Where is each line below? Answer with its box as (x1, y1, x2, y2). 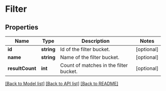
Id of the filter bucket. (60, 46, 110, 53)
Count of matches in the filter (60, 62, 128, 68)
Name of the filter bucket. (60, 54, 120, 61)
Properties (5, 23, 39, 31)
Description (81, 38, 110, 44)
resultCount (7, 65, 37, 72)
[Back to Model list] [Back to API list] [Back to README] (5, 81, 119, 87)
